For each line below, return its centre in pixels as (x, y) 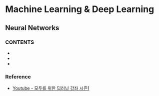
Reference (18, 76)
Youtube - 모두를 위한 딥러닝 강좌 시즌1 (51, 88)
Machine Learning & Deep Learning (80, 9)
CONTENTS (20, 42)
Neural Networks (32, 28)
